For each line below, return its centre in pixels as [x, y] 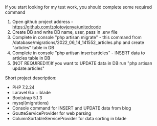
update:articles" [28, 68]
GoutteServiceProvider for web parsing [52, 113]
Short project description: [31, 78]
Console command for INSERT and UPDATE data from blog [71, 108]
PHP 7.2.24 [23, 87]
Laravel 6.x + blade [32, 93]
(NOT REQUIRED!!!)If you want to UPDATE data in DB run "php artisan [82, 63]
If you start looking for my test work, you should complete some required [78, 7]
